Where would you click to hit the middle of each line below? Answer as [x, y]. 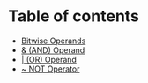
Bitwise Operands [53, 41]
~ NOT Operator [50, 69]
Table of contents [74, 16]
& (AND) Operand [53, 49]
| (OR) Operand [48, 59]
